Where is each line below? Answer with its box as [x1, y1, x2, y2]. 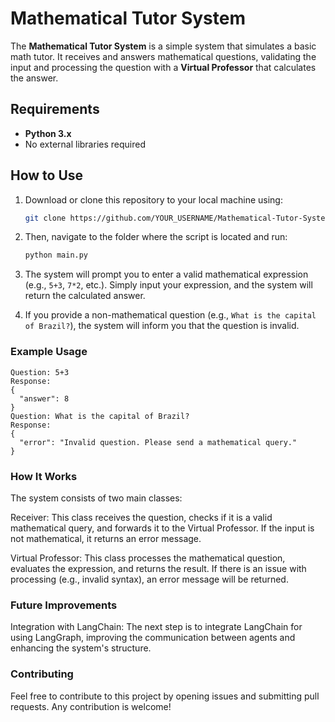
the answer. [10, 72, 59, 84]
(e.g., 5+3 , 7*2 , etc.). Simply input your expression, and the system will [24, 279, 313, 291]
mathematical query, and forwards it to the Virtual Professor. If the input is [10, 522, 315, 534]
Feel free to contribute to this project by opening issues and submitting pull [10, 690, 320, 702]
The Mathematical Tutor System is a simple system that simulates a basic [10, 40, 317, 52]
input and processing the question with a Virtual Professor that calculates [10, 61, 317, 73]
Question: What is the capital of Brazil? [10, 411, 190, 421]
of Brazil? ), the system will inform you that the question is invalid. [24, 320, 300, 332]
